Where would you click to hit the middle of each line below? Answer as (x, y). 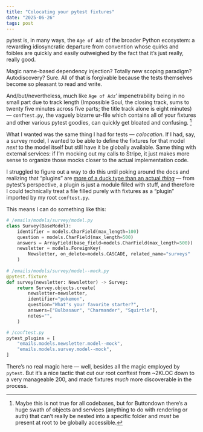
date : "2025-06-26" (31, 18)
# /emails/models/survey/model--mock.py (58, 271)
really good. (21, 60)
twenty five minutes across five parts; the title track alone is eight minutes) (99, 109)
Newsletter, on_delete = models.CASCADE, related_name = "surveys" (109, 254)
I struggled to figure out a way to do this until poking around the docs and (98, 172)
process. (17, 386)
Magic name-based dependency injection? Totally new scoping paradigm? (99, 71)
